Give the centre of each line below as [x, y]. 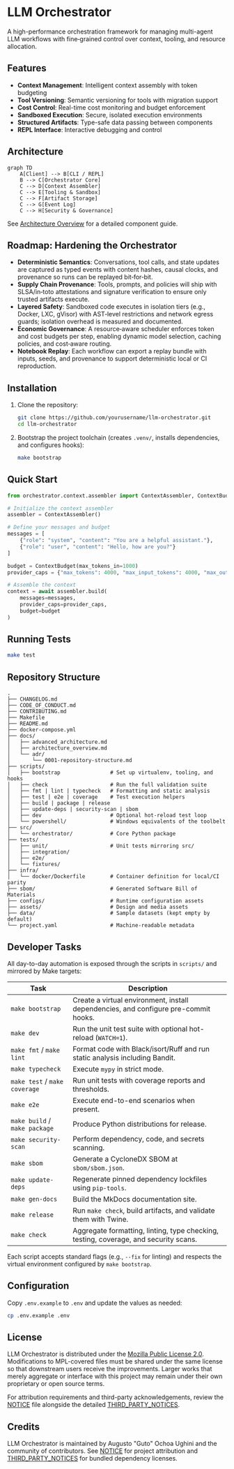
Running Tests [39, 640]
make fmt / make [36, 1050]
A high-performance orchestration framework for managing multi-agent [110, 31]
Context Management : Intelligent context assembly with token [107, 85]
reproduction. [37, 366]
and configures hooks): [51, 445]
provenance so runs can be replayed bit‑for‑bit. [85, 277]
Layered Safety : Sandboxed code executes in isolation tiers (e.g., [111, 307]
